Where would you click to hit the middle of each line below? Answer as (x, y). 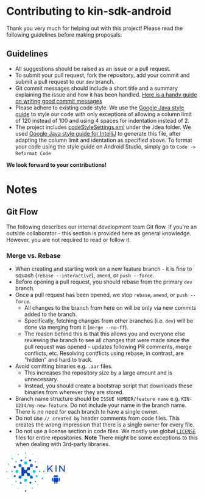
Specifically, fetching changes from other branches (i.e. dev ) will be (109, 321)
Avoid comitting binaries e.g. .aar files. (64, 366)
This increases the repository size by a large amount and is (98, 373)
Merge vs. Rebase (33, 255)
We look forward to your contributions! (56, 165)
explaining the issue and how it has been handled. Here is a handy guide (106, 94)
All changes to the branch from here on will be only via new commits (110, 308)
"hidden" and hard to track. (58, 360)
